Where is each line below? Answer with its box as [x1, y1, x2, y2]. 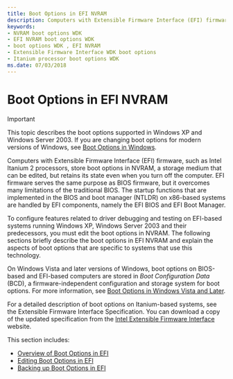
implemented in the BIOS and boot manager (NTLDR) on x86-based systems [7, 193, 226, 201]
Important [7, 115, 35, 123]
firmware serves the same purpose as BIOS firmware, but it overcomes [7, 178, 210, 187]
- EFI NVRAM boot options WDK [7, 36, 95, 43]
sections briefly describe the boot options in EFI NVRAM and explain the [7, 236, 214, 244]
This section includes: [7, 335, 70, 344]
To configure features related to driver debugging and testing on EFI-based [7, 214, 223, 222]
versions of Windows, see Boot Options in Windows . [7, 143, 157, 151]
